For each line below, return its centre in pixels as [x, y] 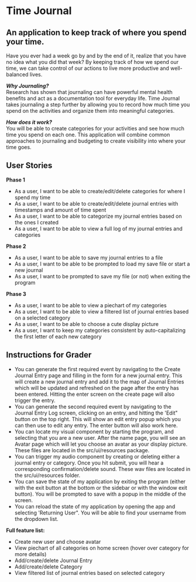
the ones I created [36, 222]
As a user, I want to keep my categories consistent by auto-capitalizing [100, 330]
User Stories [29, 166]
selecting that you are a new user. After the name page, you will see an [100, 438]
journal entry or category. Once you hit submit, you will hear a [89, 463]
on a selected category [42, 318]
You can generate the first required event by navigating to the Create [97, 369]
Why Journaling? [27, 86]
